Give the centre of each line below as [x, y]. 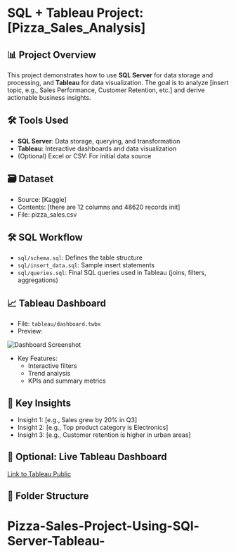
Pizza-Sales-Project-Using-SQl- [104, 526]
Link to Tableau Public [39, 473]
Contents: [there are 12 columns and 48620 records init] [99, 207]
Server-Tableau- [56, 541]
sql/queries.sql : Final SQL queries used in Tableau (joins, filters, [112, 273]
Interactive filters [52, 366]
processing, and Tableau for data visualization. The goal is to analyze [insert [118, 83]
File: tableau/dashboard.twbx [59, 324]
